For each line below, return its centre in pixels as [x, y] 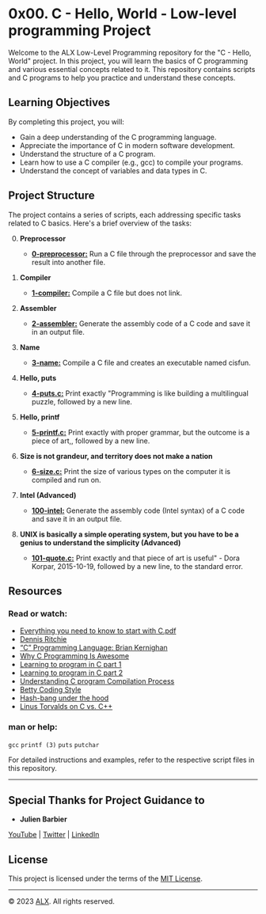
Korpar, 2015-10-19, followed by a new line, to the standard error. [137, 566]
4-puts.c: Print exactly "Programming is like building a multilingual [140, 393]
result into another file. [68, 262]
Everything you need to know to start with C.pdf [98, 631]
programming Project [80, 30]
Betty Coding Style [50, 690]
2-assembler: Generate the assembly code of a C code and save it [141, 323]
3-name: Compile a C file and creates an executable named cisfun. [141, 362]
